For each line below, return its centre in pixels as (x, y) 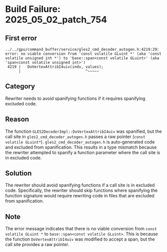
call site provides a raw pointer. (37, 245)
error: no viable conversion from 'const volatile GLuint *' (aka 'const (83, 54)
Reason (17, 120)
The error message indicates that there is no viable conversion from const (81, 229)
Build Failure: (33, 9)
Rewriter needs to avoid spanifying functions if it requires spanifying (75, 98)
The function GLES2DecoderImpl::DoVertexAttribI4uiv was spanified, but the (83, 131)
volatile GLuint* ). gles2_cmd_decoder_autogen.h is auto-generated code (80, 142)
